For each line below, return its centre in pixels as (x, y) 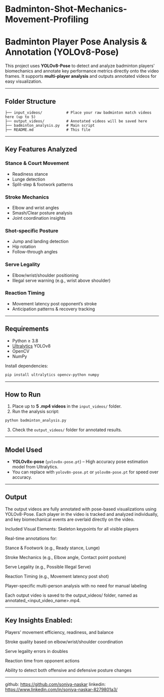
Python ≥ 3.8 (25, 341)
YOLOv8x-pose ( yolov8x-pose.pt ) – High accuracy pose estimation (80, 462)
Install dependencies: (27, 366)
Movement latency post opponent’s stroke (54, 303)
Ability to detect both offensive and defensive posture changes (68, 670)
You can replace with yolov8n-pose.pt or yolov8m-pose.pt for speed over (85, 472)
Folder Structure (31, 101)
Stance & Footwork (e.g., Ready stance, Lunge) (52, 548)
